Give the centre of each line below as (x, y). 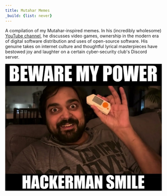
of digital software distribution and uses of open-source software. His (77, 41)
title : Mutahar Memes (28, 10)
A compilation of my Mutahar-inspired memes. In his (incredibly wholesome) (83, 30)
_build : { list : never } (29, 16)
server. (12, 57)
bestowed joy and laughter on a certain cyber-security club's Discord (76, 52)
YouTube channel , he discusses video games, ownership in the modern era (82, 36)
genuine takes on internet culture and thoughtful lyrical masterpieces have (82, 46)
